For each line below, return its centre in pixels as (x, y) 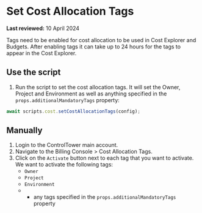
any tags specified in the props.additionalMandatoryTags (105, 197)
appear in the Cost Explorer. (41, 53)
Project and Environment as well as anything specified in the (91, 94)
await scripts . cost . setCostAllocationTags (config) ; (73, 111)
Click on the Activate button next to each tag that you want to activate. (104, 158)
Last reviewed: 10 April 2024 (43, 28)
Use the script (34, 73)
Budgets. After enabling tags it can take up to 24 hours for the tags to (94, 47)
